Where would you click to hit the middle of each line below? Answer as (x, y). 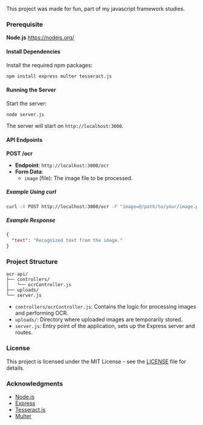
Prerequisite (25, 24)
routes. (24, 332)
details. (15, 368)
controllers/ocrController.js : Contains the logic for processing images (105, 307)
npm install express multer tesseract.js (59, 76)
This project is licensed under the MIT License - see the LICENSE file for (96, 361)
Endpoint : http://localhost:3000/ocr (62, 165)
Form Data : (29, 172)
